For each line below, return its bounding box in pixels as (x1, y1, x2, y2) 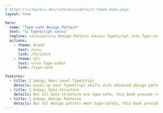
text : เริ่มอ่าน (17, 47, 41, 52)
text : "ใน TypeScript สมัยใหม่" (9, 29, 68, 34)
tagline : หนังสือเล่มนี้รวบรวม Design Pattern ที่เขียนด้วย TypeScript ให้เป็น (9, 34, 140, 39)
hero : (5, 20, 16, 25)
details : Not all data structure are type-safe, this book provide (14, 92, 153, 97)
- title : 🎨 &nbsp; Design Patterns (9, 96, 81, 101)
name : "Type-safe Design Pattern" (9, 25, 79, 29)
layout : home (5, 12, 32, 16)
